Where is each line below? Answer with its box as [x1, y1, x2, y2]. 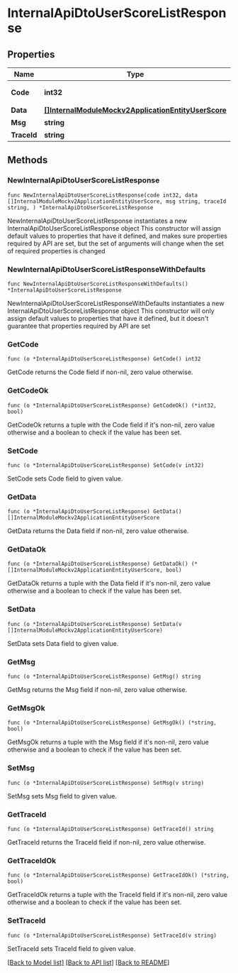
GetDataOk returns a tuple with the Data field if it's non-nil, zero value [7, 579, 211, 588]
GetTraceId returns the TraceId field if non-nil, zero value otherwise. [7, 837, 206, 846]
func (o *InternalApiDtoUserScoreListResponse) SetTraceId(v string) [7, 932, 217, 939]
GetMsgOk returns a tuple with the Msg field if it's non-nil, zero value [7, 738, 209, 747]
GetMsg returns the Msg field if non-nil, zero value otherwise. [7, 686, 188, 694]
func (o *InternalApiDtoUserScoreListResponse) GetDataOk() [7, 561, 189, 568]
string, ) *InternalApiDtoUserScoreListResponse [7, 204, 154, 211]
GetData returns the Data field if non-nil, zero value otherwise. [7, 527, 189, 535]
